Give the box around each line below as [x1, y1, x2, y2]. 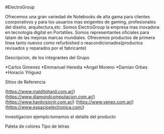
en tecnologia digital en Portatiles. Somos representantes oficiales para [5, 30, 150, 35]
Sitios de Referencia [5, 79, 46, 85]
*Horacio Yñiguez [5, 69, 42, 75]
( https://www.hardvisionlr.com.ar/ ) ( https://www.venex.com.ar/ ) [5, 99, 134, 105]
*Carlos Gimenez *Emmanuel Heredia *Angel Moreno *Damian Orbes [5, 64, 148, 70]
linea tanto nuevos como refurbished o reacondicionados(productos [5, 40, 143, 46]
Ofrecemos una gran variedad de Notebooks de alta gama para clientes [5, 14, 150, 19]
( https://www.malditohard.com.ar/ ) [5, 89, 75, 94]
